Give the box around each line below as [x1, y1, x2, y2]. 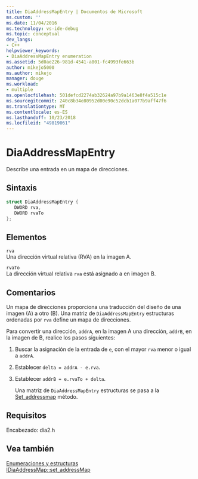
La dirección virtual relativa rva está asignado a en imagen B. [6, 270, 156, 277]
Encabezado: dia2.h [6, 426, 55, 433]
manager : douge [6, 75, 44, 81]
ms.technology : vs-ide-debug [6, 25, 79, 32]
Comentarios [6, 287, 56, 298]
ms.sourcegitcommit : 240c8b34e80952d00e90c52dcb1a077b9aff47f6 [6, 98, 167, 104]
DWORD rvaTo [14, 210, 44, 216]
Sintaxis [6, 183, 38, 193]
